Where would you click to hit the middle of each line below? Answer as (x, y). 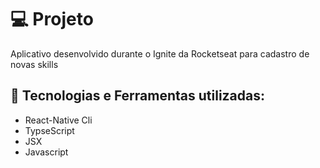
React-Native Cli (58, 120)
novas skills (34, 64)
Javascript (46, 152)
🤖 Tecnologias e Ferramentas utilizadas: (138, 96)
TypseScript (49, 130)
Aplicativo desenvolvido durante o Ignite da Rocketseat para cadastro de (160, 53)
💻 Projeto (52, 19)
